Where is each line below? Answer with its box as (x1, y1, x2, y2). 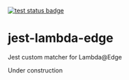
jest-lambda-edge (8, 31, 114, 46)
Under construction (8, 66, 63, 75)
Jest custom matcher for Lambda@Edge (8, 53, 122, 61)
